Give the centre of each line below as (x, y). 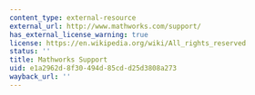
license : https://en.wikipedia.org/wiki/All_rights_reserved (128, 43)
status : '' (30, 52)
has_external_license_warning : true (79, 34)
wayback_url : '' (40, 77)
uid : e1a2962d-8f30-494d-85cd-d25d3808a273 (93, 69)
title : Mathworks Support (58, 60)
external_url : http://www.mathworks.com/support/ (106, 26)
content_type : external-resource (73, 18)
